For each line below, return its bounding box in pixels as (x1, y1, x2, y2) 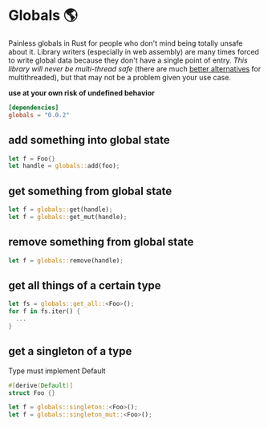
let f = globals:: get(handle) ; (8, 205, 113, 213)
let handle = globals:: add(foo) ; (8, 162, 120, 170)
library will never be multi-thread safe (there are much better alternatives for (8, 63, 262, 73)
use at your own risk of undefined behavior (8, 87, 155, 97)
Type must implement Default (8, 366, 106, 376)
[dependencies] (8, 104, 59, 112)
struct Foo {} (8, 388, 56, 397)
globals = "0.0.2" (8, 111, 70, 119)
